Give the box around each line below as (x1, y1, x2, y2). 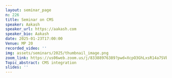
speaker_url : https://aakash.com (5, 27, 77, 32)
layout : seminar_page (5, 7, 52, 13)
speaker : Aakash (5, 22, 40, 27)
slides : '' (5, 65, 29, 70)
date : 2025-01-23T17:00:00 (5, 36, 63, 42)
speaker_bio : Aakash (5, 31, 50, 36)
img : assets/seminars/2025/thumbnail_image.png (5, 50, 109, 55)
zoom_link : (5, 55, 29, 61)
